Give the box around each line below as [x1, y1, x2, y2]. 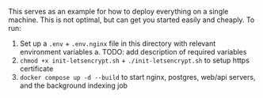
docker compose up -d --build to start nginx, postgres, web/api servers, [19, 73, 256, 81]
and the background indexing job [19, 81, 128, 90]
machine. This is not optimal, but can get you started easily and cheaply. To [8, 15, 255, 24]
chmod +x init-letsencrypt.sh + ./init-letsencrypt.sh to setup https [19, 55, 250, 65]
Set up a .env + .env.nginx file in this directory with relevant [19, 39, 216, 48]
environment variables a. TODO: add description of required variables [19, 47, 247, 56]
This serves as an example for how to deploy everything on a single [8, 7, 229, 16]
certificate [19, 64, 54, 73]
